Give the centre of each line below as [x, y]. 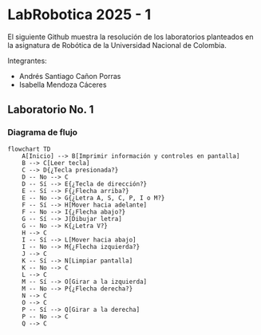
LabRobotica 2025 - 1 [79, 15]
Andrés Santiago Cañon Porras [70, 76]
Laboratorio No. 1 [51, 110]
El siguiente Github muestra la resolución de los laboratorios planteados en [130, 37]
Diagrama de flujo [42, 132]
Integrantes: [27, 61]
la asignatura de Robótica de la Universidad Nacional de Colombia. [117, 45]
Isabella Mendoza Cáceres [63, 85]
